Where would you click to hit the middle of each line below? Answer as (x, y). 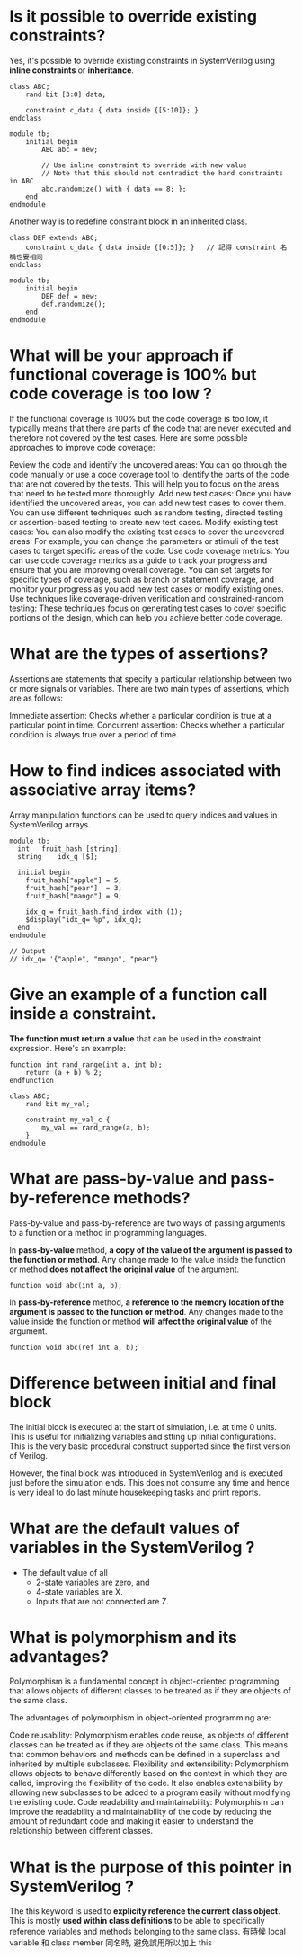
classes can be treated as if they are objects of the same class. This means (149, 1745)
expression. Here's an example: (67, 1048)
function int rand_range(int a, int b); (86, 1064)
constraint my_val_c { (68, 1120)
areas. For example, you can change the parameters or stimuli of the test (144, 541)
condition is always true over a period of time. (94, 734)
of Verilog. (28, 1455)
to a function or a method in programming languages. (108, 1232)
